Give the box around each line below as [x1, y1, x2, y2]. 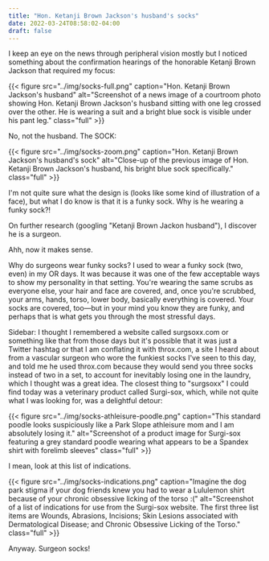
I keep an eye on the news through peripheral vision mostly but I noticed [8, 49, 247, 59]
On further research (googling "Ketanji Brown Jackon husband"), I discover [8, 221, 257, 230]
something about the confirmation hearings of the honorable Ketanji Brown [8, 57, 256, 67]
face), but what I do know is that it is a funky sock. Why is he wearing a [8, 196, 244, 206]
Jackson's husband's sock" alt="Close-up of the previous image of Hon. [8, 155, 249, 165]
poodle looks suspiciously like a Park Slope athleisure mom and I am [8, 420, 234, 430]
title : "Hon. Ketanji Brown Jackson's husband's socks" [8, 11, 199, 20]
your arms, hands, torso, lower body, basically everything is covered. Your [8, 295, 255, 304]
